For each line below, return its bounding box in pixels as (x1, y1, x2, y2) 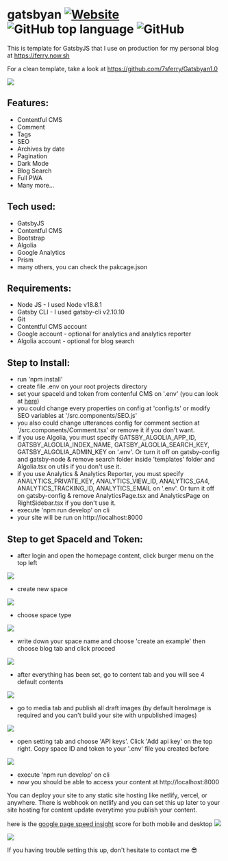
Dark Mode (16, 159, 49, 167)
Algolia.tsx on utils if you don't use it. (16, 462, 121, 471)
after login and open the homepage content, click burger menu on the (16, 551, 214, 560)
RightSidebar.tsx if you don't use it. (16, 499, 116, 507)
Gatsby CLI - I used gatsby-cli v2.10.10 (16, 308, 125, 316)
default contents (16, 678, 64, 686)
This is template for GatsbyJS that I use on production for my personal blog (7, 44, 219, 52)
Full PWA (16, 173, 43, 182)
